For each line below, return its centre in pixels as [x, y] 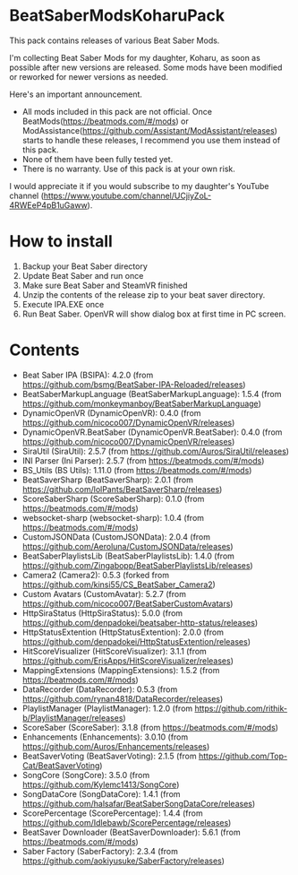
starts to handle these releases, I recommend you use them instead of [151, 140]
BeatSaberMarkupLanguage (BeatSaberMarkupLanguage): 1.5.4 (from [152, 394]
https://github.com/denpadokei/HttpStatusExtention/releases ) [136, 641]
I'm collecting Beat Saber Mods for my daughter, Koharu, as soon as [135, 57]
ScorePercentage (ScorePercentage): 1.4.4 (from [112, 813]
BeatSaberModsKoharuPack [117, 16]
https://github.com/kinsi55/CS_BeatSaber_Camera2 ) [119, 585]
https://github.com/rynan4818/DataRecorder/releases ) [123, 698]
